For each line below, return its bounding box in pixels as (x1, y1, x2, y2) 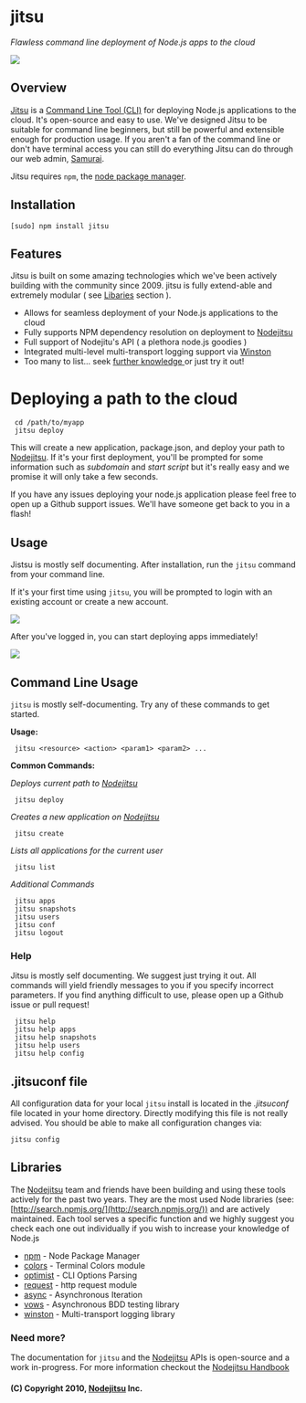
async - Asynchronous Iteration (23, 1289, 143, 1300)
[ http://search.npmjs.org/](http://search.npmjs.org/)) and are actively (10, 1203, 270, 1214)
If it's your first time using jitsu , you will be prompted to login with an (10, 586, 273, 597)
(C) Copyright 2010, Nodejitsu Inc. (10, 1382, 143, 1394)
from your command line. (10, 569, 106, 580)
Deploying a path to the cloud (10, 388, 238, 408)
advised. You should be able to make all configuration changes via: (10, 1117, 263, 1129)
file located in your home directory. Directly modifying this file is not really (10, 1108, 289, 1119)
